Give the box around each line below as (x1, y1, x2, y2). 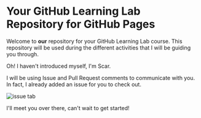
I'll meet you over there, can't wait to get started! (6, 104, 130, 111)
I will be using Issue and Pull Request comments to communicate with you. (6, 74, 195, 81)
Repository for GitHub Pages (6, 17, 156, 31)
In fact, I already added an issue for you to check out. (6, 81, 141, 88)
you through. (6, 50, 39, 57)
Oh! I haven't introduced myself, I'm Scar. (6, 62, 111, 70)
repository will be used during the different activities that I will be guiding (6, 44, 191, 51)
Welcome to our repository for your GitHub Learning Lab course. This (6, 37, 183, 45)
